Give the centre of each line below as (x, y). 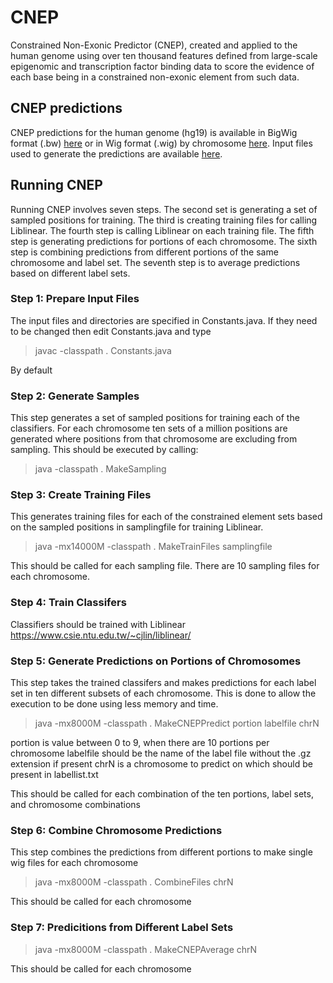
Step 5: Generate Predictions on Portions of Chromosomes (156, 661)
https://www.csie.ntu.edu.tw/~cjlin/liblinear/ (101, 635)
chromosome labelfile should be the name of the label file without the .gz (161, 753)
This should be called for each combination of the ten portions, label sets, (162, 794)
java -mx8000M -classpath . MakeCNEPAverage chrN (146, 949)
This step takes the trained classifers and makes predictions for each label (163, 683)
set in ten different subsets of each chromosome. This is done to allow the (163, 693)
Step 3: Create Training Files (81, 495)
